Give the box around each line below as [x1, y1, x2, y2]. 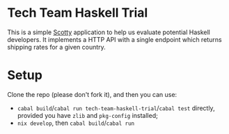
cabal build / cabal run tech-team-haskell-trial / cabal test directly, [17, 103, 215, 112]
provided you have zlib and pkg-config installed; [17, 111, 158, 119]
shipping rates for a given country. [7, 43, 106, 51]
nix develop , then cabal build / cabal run [17, 119, 134, 127]
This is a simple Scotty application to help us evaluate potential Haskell [7, 28, 210, 36]
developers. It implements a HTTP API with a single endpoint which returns [7, 35, 222, 43]
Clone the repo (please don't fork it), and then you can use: [7, 90, 177, 98]
